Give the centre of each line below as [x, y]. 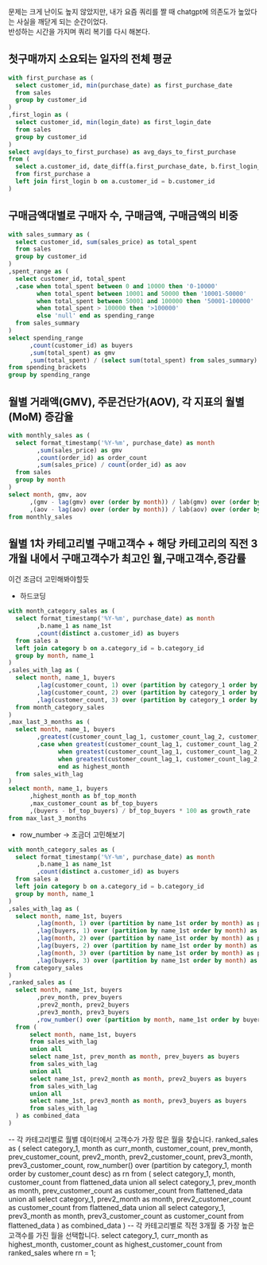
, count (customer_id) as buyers [81, 345]
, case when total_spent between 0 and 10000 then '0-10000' [117, 286]
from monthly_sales [41, 517]
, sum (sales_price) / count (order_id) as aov [112, 465]
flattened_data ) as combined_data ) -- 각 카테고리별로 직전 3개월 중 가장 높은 [132, 1225]
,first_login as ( [39, 115]
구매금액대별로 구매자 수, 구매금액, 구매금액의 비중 [123, 216]
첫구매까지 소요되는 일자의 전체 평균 [90, 59]
